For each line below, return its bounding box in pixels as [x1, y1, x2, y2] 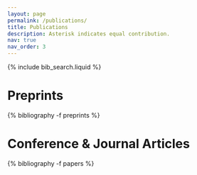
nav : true [7, 37, 37, 44]
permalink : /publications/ [7, 17, 87, 24]
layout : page [7, 10, 46, 18]
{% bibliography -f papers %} [7, 159, 95, 167]
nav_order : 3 [7, 43, 46, 50]
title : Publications [7, 23, 69, 30]
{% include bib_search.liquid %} [7, 63, 102, 71]
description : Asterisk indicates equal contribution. [7, 30, 171, 38]
